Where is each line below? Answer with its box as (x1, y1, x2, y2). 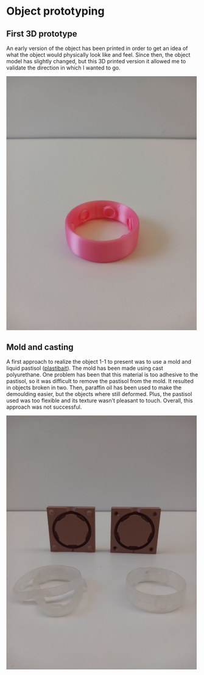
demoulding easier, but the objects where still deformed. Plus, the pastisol (6, 391, 192, 398)
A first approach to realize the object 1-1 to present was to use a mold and (6, 358, 192, 366)
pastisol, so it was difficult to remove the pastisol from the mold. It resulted (6, 378, 194, 385)
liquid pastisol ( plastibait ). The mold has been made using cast (6, 364, 163, 372)
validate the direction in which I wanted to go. (6, 64, 121, 71)
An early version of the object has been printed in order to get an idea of (6, 44, 188, 52)
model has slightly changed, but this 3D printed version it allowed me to (6, 58, 186, 65)
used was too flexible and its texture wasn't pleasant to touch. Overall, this (6, 397, 193, 405)
